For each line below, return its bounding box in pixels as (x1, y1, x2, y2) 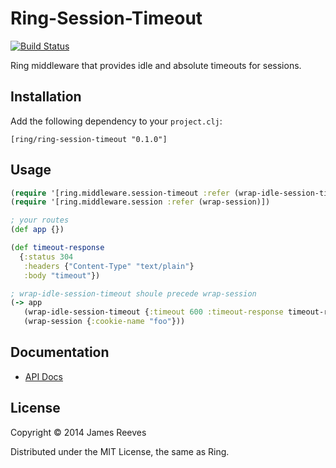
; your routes (10, 215, 70, 226)
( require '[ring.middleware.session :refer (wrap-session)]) (10, 197, 271, 207)
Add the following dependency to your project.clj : (10, 115, 223, 127)
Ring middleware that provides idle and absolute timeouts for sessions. (10, 59, 302, 71)
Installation (10, 88, 82, 106)
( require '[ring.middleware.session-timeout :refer (10, 188, 230, 198)
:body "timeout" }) (23, 270, 101, 281)
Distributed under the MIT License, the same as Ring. (10, 445, 230, 457)
